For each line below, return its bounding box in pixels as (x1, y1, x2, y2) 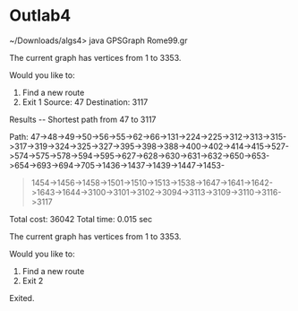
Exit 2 (21, 275, 44, 286)
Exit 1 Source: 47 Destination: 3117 (21, 96, 149, 108)
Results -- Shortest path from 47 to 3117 (9, 114, 157, 125)
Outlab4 (9, 5, 72, 26)
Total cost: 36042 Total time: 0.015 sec (9, 213, 153, 224)
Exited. (9, 292, 35, 303)
